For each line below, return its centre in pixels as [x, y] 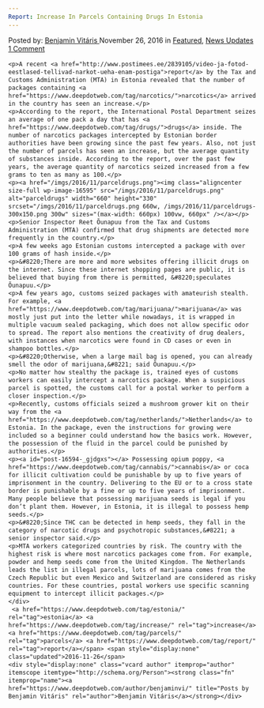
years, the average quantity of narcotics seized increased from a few [128, 167]
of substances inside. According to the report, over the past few [122, 159]
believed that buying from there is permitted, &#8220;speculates [120, 277]
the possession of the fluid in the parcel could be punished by [118, 443]
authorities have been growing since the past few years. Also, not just [132, 143]
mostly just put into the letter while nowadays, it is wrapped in [122, 317]
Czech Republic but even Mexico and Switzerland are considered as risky [132, 578]
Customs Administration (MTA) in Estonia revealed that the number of [127, 80]
